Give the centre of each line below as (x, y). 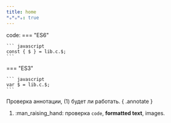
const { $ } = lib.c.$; (36, 51)
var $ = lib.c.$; (28, 85)
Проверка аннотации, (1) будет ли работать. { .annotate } (80, 101)
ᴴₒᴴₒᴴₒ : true (23, 18)
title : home (21, 12)
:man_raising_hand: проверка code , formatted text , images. (90, 113)
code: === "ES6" (28, 35)
